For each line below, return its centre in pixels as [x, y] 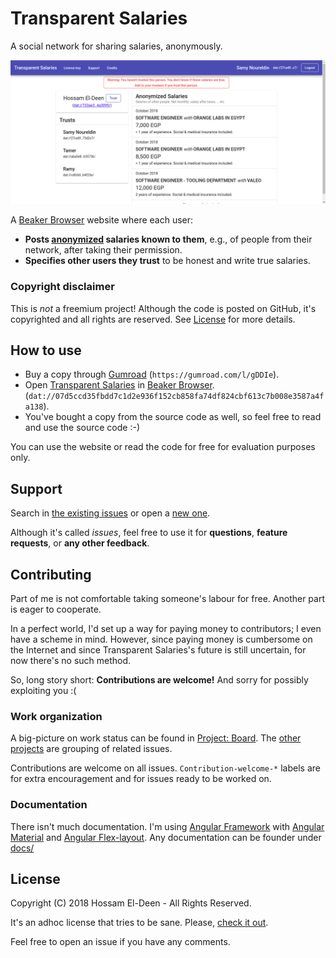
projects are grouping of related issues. [91, 749]
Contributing [51, 574]
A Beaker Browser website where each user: [102, 220]
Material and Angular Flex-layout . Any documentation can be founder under [166, 837]
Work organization [56, 716]
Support [36, 488]
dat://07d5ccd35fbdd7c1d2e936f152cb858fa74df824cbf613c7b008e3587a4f [176, 397]
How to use [46, 350]
